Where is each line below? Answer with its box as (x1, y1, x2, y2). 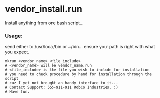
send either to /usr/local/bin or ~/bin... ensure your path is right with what (5, 44, 155, 50)
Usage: (5, 32, 23, 39)
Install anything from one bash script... (5, 20, 84, 26)
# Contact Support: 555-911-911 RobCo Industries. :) (5, 85, 119, 90)
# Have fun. (5, 89, 30, 94)
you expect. (5, 49, 30, 55)
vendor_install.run (5, 3, 83, 15)
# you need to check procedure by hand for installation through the (5, 72, 152, 77)
